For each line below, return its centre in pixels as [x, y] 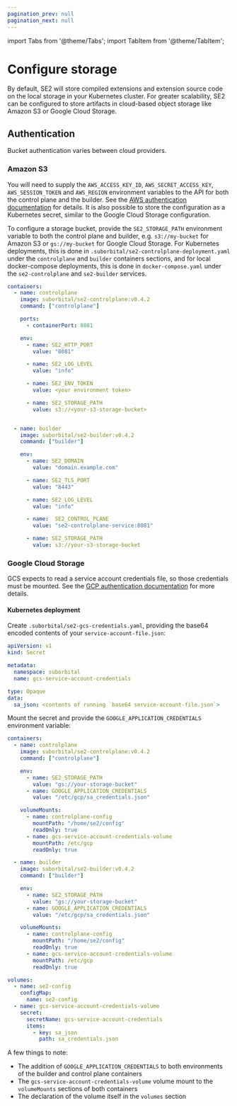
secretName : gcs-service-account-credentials [94, 1019]
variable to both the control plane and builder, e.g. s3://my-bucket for [108, 236]
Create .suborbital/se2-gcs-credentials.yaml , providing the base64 [108, 626]
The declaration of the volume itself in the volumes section [102, 1096]
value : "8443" [53, 487]
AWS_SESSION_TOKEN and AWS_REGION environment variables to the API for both [118, 192]
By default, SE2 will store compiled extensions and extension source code [115, 89]
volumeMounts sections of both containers [77, 1089]
